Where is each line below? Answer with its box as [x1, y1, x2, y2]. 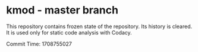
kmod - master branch [6, 4, 119, 17]
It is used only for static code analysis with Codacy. [6, 29, 132, 36]
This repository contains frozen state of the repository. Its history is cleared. [6, 23, 192, 30]
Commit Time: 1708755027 [6, 40, 73, 47]
